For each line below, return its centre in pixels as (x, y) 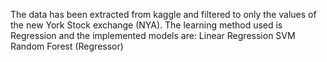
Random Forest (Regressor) (67, 46)
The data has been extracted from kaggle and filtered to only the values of (163, 14)
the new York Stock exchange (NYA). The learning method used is (146, 25)
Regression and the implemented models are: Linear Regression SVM (153, 35)
